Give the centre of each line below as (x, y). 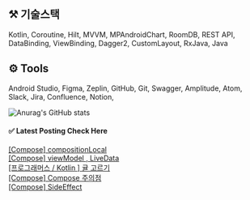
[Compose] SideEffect (45, 187)
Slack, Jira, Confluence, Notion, (61, 96)
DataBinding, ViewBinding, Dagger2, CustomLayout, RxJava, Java (118, 43)
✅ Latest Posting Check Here (58, 131)
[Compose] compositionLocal (58, 149)
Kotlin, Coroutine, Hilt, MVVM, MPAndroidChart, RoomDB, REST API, (122, 34)
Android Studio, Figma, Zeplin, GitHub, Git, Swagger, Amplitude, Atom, (125, 88)
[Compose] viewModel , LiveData (64, 158)
